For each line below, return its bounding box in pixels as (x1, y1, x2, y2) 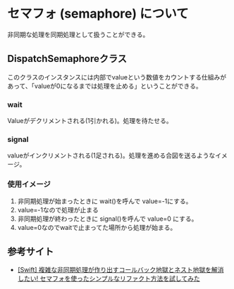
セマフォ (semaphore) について (7, 6, 189, 22)
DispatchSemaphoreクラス (7, 53, 128, 65)
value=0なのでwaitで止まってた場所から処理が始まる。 (17, 223, 177, 231)
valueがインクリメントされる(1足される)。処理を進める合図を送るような (7, 151, 216, 160)
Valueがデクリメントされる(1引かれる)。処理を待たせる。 (7, 117, 173, 125)
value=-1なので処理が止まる (17, 205, 99, 214)
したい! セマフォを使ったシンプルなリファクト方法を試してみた (17, 274, 200, 283)
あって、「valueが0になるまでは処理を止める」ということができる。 (7, 82, 202, 90)
